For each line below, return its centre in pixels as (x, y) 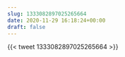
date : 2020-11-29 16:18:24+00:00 (56, 20)
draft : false (26, 27)
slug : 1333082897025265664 (47, 14)
